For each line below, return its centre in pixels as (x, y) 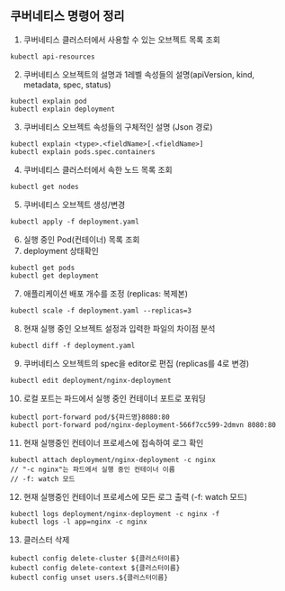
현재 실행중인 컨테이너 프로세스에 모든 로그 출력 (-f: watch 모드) (135, 496)
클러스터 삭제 (46, 540)
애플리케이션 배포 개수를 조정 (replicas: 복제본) (105, 293)
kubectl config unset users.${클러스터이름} (89, 577)
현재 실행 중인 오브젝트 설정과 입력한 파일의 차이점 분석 (119, 328)
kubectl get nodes (45, 186)
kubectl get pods (43, 268)
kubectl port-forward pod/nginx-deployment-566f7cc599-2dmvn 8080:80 (143, 425)
